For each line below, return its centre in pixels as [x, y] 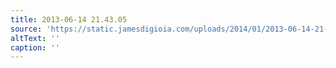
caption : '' [35, 47]
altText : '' [35, 38]
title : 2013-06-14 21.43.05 [69, 19]
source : [26, 29]
